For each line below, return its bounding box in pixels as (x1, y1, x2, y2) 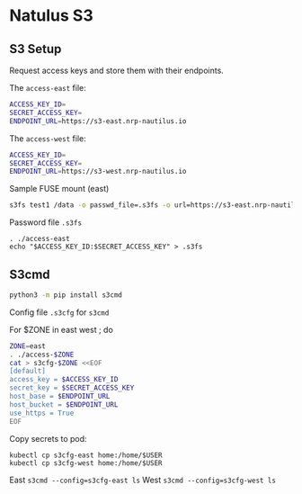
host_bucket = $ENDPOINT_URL (9, 400, 119, 409)
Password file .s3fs (9, 217, 83, 228)
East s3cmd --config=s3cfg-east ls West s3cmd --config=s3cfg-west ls (9, 474, 277, 485)
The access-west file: (9, 132, 87, 144)
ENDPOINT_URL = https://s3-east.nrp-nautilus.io (9, 116, 187, 126)
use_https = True (9, 409, 75, 418)
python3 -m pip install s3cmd (9, 290, 123, 300)
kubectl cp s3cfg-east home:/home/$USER (9, 451, 164, 460)
